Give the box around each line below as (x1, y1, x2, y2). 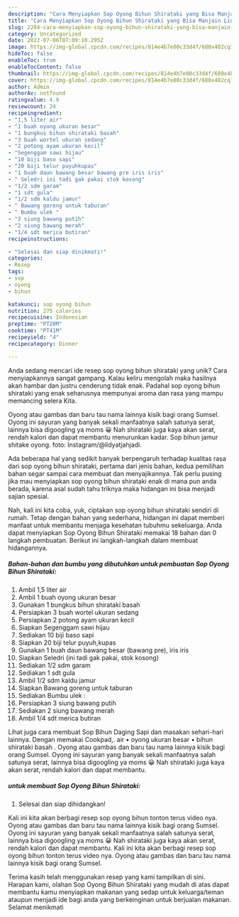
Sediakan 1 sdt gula (18, 668, 75, 677)
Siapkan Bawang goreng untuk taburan (18, 684, 133, 692)
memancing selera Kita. (8, 396, 77, 405)
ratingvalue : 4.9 (8, 97, 60, 104)
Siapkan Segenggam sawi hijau (18, 623, 110, 632)
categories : (8, 255, 43, 262)
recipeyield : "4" (8, 334, 60, 341)
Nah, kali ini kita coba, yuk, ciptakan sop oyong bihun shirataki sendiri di (8, 506, 219, 514)
